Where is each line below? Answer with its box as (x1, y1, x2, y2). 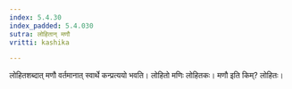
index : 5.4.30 (9, 12, 63, 22)
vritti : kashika (9, 37, 70, 47)
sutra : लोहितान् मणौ (9, 29, 71, 38)
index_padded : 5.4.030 (9, 21, 94, 30)
